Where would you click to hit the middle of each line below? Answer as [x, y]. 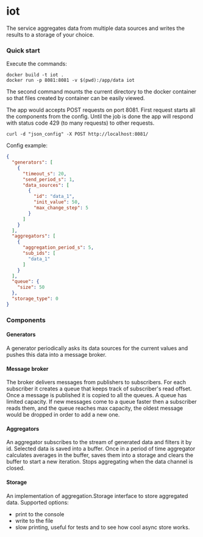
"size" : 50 [31, 287]
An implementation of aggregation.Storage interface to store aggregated [97, 495]
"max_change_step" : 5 [61, 208]
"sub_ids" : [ [39, 254]
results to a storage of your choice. [50, 34]
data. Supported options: [37, 502]
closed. [16, 468]
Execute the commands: [37, 64]
